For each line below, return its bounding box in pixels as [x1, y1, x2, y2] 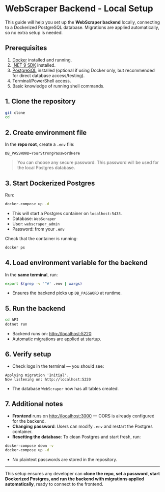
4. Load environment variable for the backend [5, 259, 148, 267]
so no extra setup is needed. [5, 29, 63, 35]
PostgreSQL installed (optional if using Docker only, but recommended [12, 67, 155, 73]
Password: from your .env [12, 226, 65, 232]
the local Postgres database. [17, 165, 75, 171]
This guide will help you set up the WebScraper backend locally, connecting [5, 19, 160, 25]
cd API [5, 317, 19, 322]
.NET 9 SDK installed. [12, 62, 55, 68]
